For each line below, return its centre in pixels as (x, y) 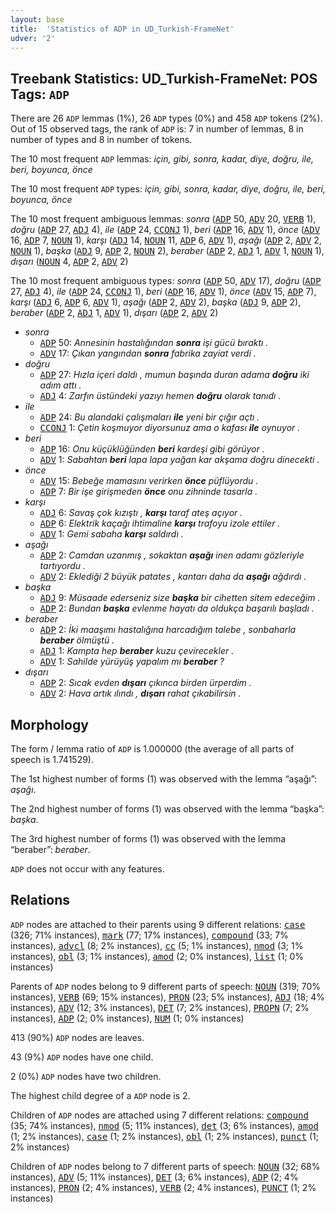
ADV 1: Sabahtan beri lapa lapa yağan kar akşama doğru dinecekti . (179, 460)
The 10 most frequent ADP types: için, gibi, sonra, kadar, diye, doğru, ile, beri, (168, 189)
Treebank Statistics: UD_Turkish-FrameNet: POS (164, 78)
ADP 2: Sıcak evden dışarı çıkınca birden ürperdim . (145, 683)
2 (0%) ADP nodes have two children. (86, 1076)
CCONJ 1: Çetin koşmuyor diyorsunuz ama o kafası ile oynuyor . (170, 428)
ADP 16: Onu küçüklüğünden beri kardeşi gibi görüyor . (152, 449)
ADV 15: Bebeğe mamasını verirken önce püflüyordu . (149, 481)
